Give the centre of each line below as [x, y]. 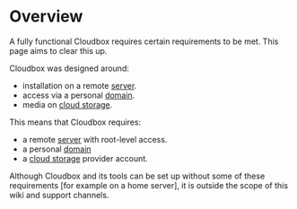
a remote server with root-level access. [95, 139]
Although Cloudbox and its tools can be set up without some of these [137, 176]
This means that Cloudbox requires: [75, 122]
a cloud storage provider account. [85, 158]
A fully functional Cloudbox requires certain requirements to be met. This [144, 41]
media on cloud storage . [67, 104]
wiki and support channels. [59, 195]
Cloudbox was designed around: [70, 68]
